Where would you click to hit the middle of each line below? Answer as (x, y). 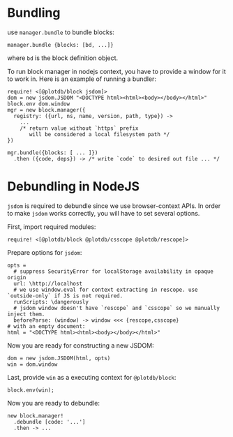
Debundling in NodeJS (74, 187)
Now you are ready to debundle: (53, 403)
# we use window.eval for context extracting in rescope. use (106, 290)
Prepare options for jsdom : (45, 252)
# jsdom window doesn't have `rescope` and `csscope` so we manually (116, 308)
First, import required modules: (52, 227)
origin (17, 277)
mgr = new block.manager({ (46, 110)
